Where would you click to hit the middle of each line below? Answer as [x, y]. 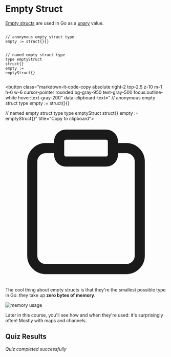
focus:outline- [148, 92]
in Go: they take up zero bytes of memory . [50, 295]
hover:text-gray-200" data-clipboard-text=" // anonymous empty [87, 97]
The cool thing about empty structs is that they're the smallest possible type [86, 289]
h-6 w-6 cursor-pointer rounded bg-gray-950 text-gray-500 [69, 92]
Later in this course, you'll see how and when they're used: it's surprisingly [84, 315]
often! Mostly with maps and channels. [46, 320]
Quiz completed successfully [36, 349]
